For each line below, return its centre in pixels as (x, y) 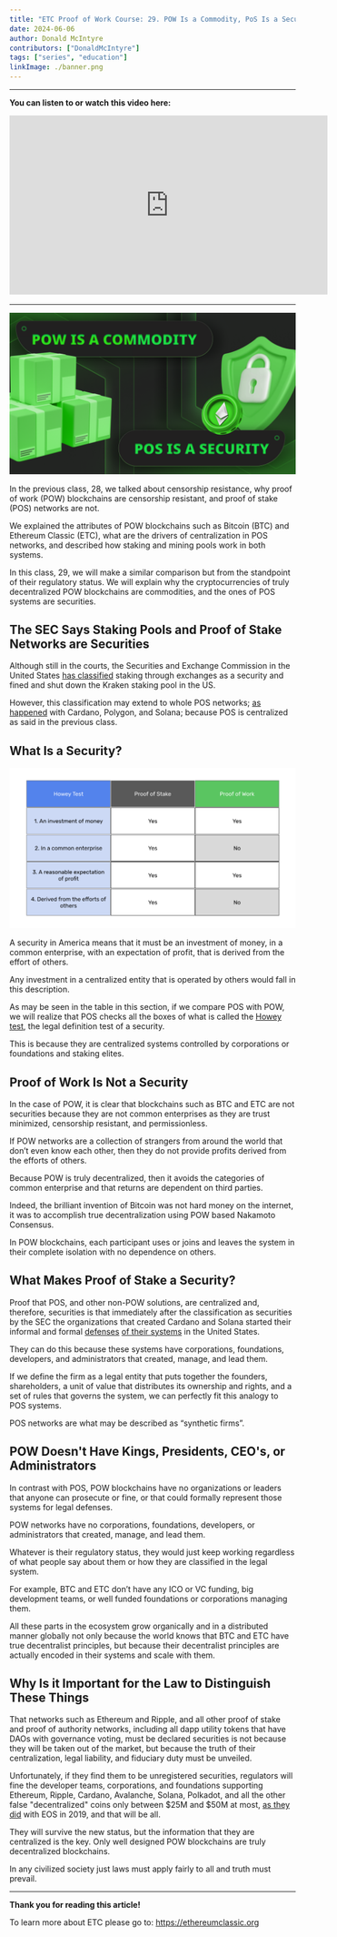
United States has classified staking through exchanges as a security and (147, 676)
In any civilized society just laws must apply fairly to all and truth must (140, 1869)
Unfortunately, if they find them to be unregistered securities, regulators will (151, 1776)
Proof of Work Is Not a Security (99, 1082)
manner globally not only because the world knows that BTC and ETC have (149, 1635)
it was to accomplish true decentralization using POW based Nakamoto (143, 1215)
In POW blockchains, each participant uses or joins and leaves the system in (152, 1242)
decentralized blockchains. (60, 1851)
